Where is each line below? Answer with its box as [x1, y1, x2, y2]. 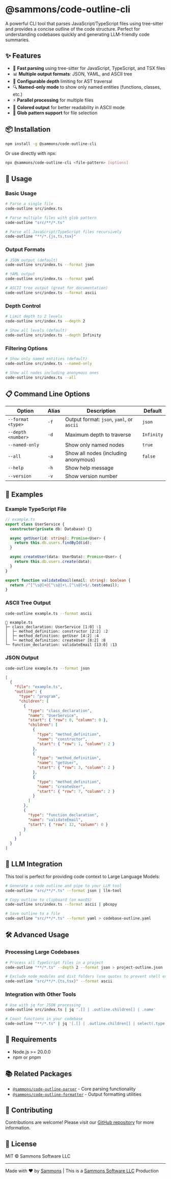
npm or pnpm [12, 1054, 42, 1060]
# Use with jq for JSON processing [5, 1002, 81, 1008]
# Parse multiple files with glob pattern [5, 215, 97, 220]
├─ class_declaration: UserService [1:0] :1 [5, 624, 101, 630]
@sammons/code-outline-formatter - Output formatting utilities [12, 1091, 141, 1097]
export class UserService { [5, 521, 65, 526]
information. [5, 1125, 31, 1131]
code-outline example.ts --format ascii [5, 611, 93, 616]
